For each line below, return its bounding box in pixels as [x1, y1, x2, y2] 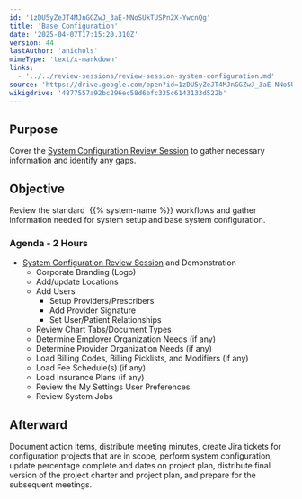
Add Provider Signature [49, 305, 137, 316]
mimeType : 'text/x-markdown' [9, 55, 119, 64]
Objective [9, 181, 66, 196]
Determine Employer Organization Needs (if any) [35, 334, 217, 344]
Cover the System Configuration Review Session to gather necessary [9, 146, 265, 156]
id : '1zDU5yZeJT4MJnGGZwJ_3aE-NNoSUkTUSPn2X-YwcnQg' [9, 13, 211, 22]
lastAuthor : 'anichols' [9, 47, 99, 56]
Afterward [9, 417, 68, 432]
